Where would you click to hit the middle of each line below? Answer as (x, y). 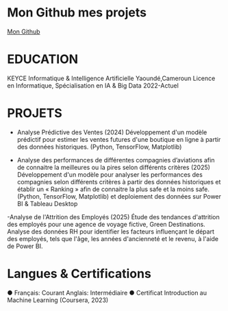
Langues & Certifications (79, 274)
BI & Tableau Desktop (47, 203)
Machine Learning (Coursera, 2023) (58, 300)
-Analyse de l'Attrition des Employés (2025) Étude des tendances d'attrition (114, 216)
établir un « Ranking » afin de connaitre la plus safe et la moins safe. (113, 189)
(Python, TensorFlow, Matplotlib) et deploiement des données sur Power (119, 196)
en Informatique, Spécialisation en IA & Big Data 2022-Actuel (93, 85)
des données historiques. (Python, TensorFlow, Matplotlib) (99, 147)
